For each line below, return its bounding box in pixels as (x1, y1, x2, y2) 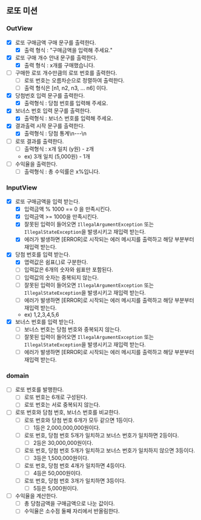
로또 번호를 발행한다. (15, 386, 64, 393)
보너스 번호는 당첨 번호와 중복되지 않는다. (24, 326, 122, 333)
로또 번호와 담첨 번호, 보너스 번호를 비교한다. (15, 409, 120, 416)
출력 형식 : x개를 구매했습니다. (24, 61, 95, 68)
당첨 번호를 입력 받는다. (15, 251, 71, 258)
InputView (6, 183, 38, 192)
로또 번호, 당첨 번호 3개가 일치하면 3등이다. (24, 477, 126, 484)
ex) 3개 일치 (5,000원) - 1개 (24, 153, 91, 160)
